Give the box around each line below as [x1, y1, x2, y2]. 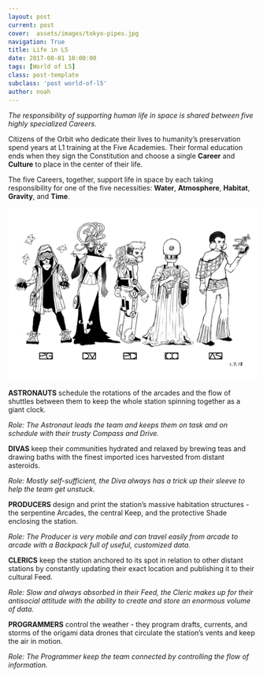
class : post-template [8, 71, 80, 79]
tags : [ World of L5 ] [8, 63, 76, 71]
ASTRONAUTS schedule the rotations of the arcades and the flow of [8, 388, 231, 398]
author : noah [8, 88, 51, 96]
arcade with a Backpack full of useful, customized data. [8, 540, 191, 550]
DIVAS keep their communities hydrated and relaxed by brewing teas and [8, 444, 246, 453]
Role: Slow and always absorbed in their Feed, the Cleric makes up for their [8, 588, 254, 597]
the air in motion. [8, 637, 63, 646]
